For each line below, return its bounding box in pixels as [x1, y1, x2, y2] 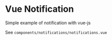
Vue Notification [5, 3, 74, 15]
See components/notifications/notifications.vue [5, 29, 107, 35]
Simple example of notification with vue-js [5, 20, 91, 26]
